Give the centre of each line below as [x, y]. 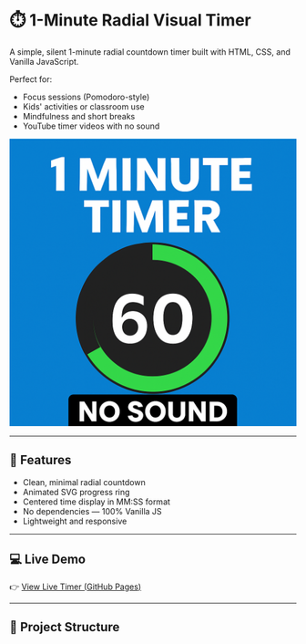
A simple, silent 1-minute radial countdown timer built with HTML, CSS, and [150, 52]
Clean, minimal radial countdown [84, 482]
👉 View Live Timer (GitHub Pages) [76, 587]
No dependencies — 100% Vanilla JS [92, 511]
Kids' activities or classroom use [83, 106]
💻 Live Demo [48, 560]
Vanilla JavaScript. [44, 61]
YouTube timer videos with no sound [91, 126]
